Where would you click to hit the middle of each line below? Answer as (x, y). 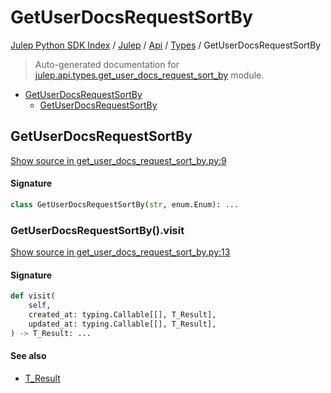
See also (28, 356)
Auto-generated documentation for (107, 64)
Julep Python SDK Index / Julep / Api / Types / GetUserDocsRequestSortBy (166, 45)
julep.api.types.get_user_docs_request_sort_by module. (149, 75)
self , (40, 306)
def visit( (33, 296)
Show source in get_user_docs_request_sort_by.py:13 (120, 252)
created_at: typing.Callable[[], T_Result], (122, 315)
